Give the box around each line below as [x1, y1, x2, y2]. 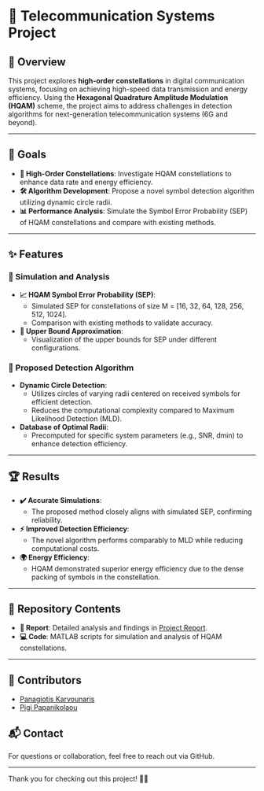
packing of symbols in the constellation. [31, 572, 161, 582]
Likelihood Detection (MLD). [31, 413, 123, 423]
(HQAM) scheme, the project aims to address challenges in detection [8, 102, 233, 110]
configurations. [31, 342, 81, 353]
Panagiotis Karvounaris [19, 694, 95, 704]
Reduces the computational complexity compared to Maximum [31, 405, 234, 415]
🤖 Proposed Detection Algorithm [8, 362, 134, 373]
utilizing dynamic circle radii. [19, 197, 112, 207]
